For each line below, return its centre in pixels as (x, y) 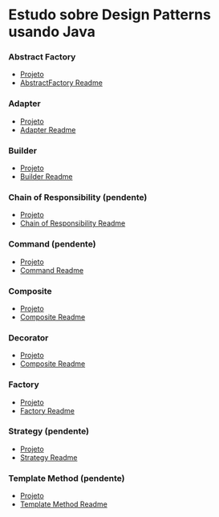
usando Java (52, 32)
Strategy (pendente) (49, 431)
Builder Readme (46, 177)
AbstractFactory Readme (61, 83)
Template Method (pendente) (67, 478)
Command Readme (52, 270)
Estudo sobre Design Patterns (109, 15)
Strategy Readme (49, 457)
